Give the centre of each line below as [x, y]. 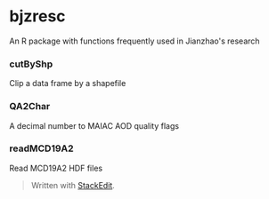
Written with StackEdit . [73, 185]
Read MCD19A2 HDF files [56, 168]
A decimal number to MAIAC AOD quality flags [94, 125]
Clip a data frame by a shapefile [68, 84]
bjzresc [37, 16]
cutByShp [31, 64]
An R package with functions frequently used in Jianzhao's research [134, 41]
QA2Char [30, 107]
